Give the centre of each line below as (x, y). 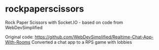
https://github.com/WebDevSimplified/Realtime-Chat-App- (94, 37)
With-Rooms (18, 42)
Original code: (19, 37)
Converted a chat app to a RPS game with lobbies (81, 42)
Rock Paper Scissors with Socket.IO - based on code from (64, 22)
